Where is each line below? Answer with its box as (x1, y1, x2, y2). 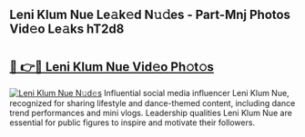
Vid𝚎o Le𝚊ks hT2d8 (9, 22, 125, 37)
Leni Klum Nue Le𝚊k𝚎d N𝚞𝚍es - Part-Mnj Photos (9, 7, 291, 23)
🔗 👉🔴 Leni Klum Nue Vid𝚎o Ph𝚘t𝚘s (9, 59, 214, 74)
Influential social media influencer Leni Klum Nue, (104, 88, 290, 98)
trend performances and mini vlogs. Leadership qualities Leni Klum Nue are (9, 108, 293, 118)
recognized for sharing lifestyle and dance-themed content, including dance (9, 98, 296, 108)
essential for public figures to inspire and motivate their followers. (9, 117, 256, 128)
